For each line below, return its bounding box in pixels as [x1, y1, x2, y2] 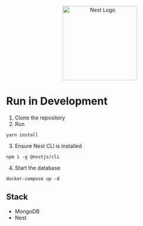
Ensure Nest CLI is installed [14, 142, 82, 149]
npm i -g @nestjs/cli [6, 153, 60, 160]
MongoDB [14, 208, 40, 215]
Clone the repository [14, 114, 65, 121]
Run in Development [6, 95, 108, 108]
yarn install [6, 131, 39, 138]
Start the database [14, 164, 61, 171]
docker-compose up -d [6, 175, 60, 181]
